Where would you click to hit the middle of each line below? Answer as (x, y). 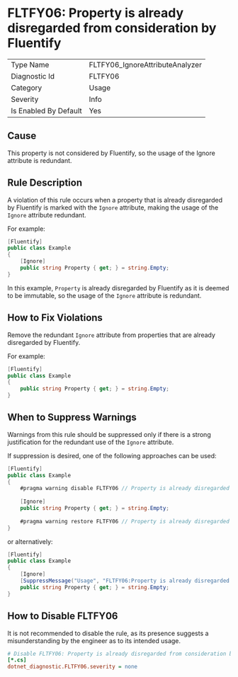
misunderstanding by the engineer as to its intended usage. (94, 641)
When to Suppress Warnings (72, 417)
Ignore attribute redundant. (47, 215)
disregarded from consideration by (112, 28)
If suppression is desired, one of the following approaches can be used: (112, 455)
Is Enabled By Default (47, 110)
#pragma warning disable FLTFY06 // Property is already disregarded (125, 489)
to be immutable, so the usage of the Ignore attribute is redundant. (104, 295)
